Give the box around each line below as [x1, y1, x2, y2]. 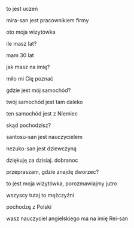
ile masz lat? [6, 40, 37, 47]
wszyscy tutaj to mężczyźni [6, 192, 75, 199]
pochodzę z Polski [6, 203, 52, 210]
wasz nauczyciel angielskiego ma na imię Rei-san [6, 215, 129, 222]
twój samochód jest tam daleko [6, 99, 83, 105]
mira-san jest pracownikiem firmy [6, 17, 89, 23]
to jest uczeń [6, 5, 38, 12]
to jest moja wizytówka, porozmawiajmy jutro [6, 180, 117, 187]
